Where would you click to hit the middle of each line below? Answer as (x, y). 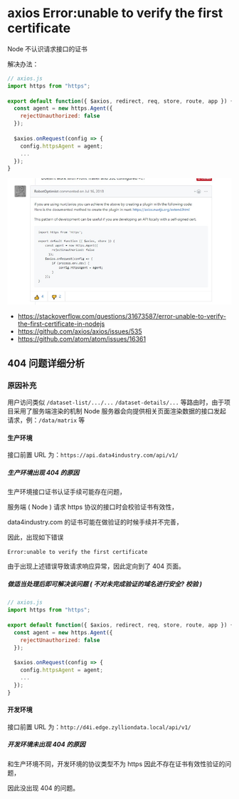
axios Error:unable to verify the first (115, 13)
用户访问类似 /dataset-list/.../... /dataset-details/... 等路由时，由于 (116, 402)
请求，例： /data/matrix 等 (46, 420)
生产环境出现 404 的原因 (43, 473)
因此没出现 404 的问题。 (43, 788)
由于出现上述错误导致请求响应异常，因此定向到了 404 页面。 (96, 566)
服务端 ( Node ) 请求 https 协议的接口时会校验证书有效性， (92, 507)
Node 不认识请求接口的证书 (47, 48)
